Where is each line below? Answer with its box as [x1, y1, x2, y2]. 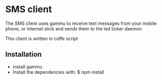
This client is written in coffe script [5, 35, 78, 42]
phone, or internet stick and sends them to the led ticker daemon [5, 25, 142, 31]
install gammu [12, 63, 42, 69]
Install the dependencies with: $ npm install [12, 69, 105, 75]
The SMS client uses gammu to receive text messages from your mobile [5, 20, 157, 26]
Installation [5, 50, 42, 59]
